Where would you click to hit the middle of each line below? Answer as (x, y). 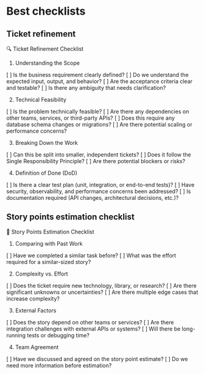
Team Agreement (37, 347)
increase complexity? (33, 298)
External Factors (36, 310)
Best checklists (46, 11)
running (16, 335)
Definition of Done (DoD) (46, 173)
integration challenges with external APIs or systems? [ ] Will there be (93, 329)
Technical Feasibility (41, 100)
